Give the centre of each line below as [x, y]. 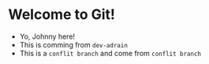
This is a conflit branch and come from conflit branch [110, 53]
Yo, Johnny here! [47, 36]
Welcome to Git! [62, 15]
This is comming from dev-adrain [74, 44]
